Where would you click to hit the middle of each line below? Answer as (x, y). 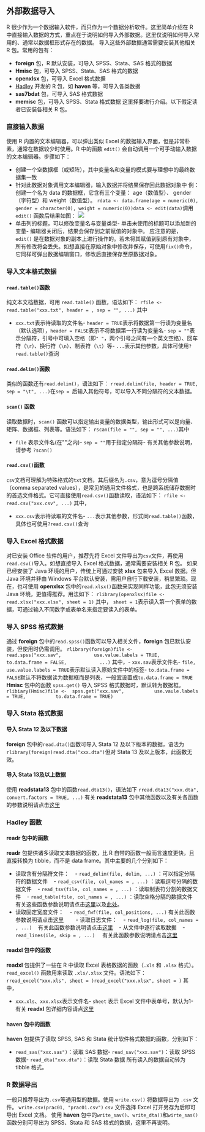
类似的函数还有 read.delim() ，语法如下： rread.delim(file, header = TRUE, (102, 383)
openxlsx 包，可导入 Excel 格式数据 (60, 78)
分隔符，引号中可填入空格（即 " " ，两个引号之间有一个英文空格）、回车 (109, 338)
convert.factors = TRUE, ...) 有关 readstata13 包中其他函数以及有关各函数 (102, 797)
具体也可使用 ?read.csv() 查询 (52, 524)
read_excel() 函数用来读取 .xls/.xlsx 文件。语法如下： (76, 973)
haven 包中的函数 (28, 1024)
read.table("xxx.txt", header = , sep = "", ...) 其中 (77, 310)
